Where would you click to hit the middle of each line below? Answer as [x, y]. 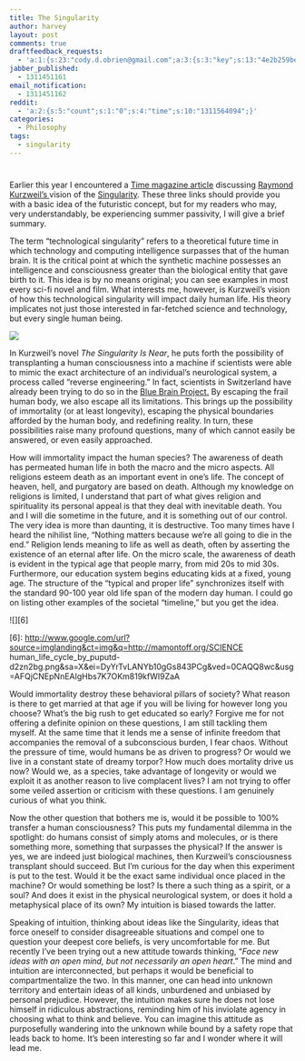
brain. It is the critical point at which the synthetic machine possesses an [145, 260]
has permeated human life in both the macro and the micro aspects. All [142, 467]
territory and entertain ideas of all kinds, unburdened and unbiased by [140, 990]
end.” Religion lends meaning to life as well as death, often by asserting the [150, 544]
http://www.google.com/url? [77, 637]
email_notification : [49, 85]
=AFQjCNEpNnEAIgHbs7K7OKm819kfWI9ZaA [95, 676]
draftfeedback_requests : [56, 52]
